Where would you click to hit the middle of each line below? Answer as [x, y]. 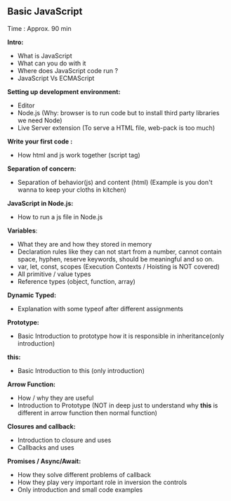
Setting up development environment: [64, 91]
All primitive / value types [54, 274]
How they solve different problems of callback [84, 474]
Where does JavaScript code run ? [67, 70]
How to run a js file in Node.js [60, 216]
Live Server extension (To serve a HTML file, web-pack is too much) [116, 128]
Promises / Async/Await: [44, 461]
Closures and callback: [41, 426]
